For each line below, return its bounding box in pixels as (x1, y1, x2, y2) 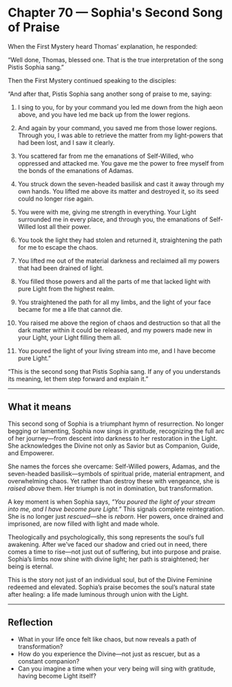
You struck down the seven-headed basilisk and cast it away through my (17, 179, 224, 188)
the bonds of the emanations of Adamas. (17, 166, 134, 175)
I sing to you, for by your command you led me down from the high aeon (17, 103, 223, 111)
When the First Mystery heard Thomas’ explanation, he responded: (8, 42, 198, 50)
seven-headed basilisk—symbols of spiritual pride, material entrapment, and (8, 469, 225, 477)
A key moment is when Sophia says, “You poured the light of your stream (8, 497, 215, 506)
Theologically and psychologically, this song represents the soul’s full (8, 532, 205, 541)
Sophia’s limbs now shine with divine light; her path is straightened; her (8, 555, 209, 563)
